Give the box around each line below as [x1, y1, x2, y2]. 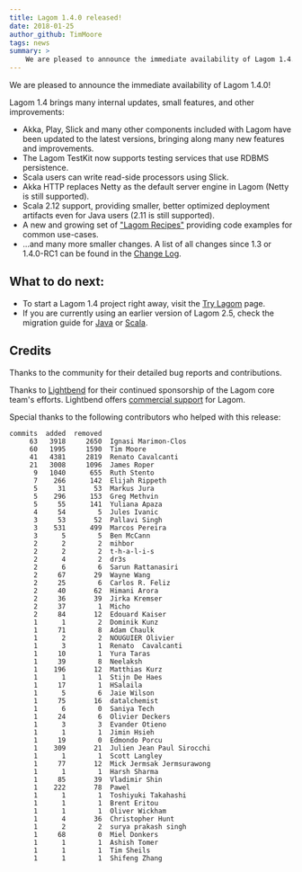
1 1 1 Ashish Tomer [32, 838, 159, 847]
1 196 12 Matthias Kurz [32, 664, 164, 674]
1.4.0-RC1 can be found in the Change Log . [22, 248, 182, 259]
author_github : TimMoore [9, 30, 102, 39]
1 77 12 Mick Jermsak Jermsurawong [32, 759, 211, 769]
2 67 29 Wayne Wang [32, 570, 151, 580]
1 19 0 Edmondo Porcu [32, 735, 164, 744]
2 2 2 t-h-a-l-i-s [32, 547, 155, 556]
